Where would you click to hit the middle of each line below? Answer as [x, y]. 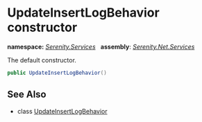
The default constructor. [42, 60]
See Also [27, 95]
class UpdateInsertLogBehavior [62, 111]
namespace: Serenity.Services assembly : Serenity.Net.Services [101, 46]
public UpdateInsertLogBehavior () [57, 73]
